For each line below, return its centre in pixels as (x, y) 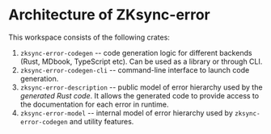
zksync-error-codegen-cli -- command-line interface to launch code (135, 69)
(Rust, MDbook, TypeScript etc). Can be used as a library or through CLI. (141, 61)
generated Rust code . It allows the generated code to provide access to (140, 95)
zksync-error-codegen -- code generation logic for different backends (136, 52)
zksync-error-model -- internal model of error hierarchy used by (126, 113)
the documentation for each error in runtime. (94, 104)
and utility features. (102, 121)
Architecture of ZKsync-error (109, 15)
